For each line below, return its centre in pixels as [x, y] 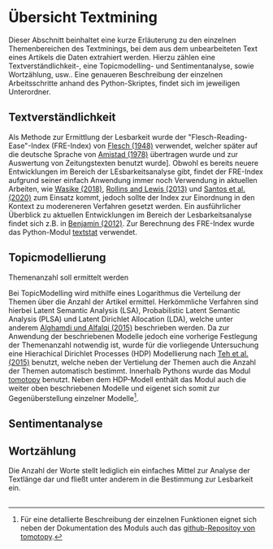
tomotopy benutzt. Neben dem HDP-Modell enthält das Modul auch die [127, 379]
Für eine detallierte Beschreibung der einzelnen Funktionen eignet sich [139, 519]
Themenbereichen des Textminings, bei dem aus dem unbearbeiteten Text [133, 48]
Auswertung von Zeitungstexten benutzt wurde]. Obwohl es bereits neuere [133, 163]
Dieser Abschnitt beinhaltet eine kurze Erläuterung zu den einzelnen [122, 40]
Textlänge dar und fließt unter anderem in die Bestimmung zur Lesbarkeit [131, 479]
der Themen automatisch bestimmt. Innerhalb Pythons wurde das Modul [130, 371]
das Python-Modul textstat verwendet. [73, 232]
